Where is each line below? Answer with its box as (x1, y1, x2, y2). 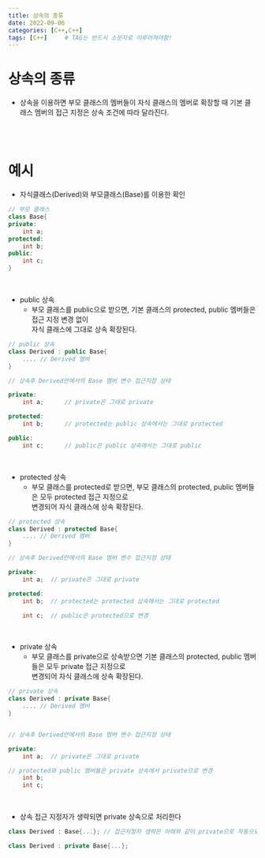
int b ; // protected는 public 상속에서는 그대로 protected (22, 420, 223, 428)
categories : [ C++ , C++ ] (8, 26, 83, 34)
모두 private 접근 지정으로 (46, 662, 126, 671)
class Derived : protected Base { (8, 525, 118, 533)
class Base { (8, 213, 47, 221)
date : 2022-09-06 (8, 19, 65, 27)
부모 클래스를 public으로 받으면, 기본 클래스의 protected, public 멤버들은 (31, 305, 256, 314)
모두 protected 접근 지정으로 (39, 492, 129, 501)
